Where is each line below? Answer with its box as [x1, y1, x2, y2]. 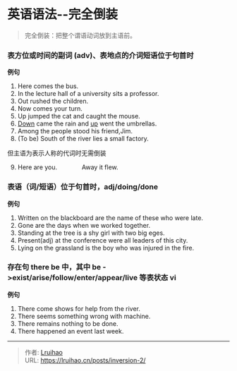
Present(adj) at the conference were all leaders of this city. [17, 236, 188, 244]
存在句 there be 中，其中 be [7, 262, 102, 272]
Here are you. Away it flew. [17, 163, 119, 171]
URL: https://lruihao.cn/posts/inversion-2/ [24, 355, 146, 364]
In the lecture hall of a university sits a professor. [17, 90, 159, 98]
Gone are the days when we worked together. [17, 221, 150, 229]
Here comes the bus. [17, 82, 79, 90]
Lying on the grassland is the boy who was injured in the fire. [17, 243, 195, 252]
